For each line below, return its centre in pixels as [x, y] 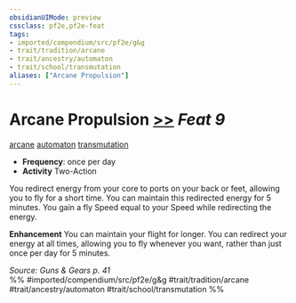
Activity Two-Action [60, 171]
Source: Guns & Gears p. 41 [60, 270]
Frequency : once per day [69, 161]
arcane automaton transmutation [69, 144]
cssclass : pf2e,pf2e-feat [57, 26]
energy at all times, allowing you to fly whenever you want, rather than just [145, 243]
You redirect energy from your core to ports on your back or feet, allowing [144, 188]
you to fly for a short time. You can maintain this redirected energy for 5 [140, 198]
